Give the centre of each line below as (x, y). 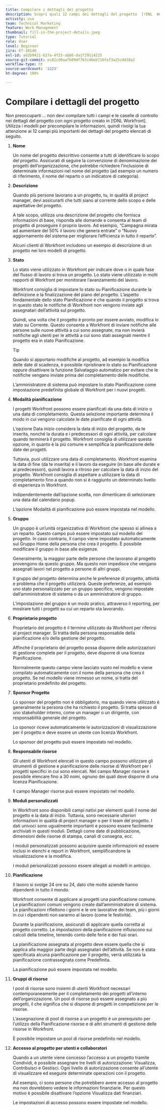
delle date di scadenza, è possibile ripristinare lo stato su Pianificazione (85, 364)
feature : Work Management (32, 28)
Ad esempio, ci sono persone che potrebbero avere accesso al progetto (85, 1083)
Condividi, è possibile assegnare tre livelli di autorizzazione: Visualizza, (84, 1062)
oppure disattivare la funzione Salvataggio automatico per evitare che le (85, 370)
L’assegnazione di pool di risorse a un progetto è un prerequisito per (82, 1018)
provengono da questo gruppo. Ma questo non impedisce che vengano (84, 563)
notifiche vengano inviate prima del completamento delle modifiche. (81, 375)
